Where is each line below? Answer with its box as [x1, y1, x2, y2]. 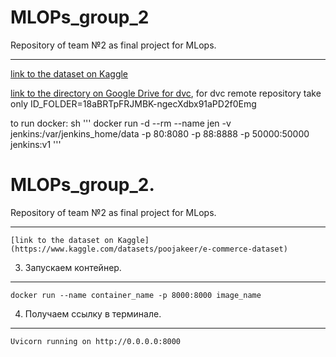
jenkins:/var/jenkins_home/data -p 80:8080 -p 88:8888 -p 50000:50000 [10, 127, 310, 140]
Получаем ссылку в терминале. [24, 307, 162, 320]
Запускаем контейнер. [24, 261, 122, 273]
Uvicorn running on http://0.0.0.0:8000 [10, 336, 182, 346]
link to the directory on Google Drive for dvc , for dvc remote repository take [10, 87, 322, 99]
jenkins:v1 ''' [10, 138, 62, 150]
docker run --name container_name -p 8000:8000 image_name [10, 290, 262, 300]
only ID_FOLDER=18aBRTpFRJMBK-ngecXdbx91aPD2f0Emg [10, 97, 257, 110]
